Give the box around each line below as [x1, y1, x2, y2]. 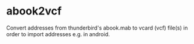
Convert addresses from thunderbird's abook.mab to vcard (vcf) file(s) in [6, 24, 189, 31]
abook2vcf [6, 4, 62, 18]
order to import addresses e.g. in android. [6, 30, 110, 37]
